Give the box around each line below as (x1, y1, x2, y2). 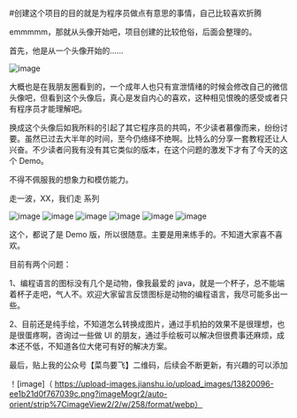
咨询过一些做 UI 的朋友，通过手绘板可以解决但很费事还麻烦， (55, 330, 278, 340)
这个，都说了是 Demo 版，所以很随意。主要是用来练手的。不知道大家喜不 (9, 229, 276, 239)
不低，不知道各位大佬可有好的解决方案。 (24, 341, 172, 352)
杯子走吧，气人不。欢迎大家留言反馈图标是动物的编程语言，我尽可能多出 (16, 289, 280, 299)
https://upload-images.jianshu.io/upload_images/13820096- (54, 379, 274, 389)
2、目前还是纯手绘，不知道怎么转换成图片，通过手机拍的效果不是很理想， (9, 319, 278, 329)
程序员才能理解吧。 (16, 104, 87, 113)
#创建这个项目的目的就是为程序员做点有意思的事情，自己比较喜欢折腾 (9, 8, 263, 18)
